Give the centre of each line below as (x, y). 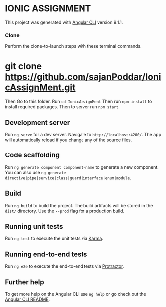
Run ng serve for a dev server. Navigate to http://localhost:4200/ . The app (83, 134)
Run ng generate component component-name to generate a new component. (82, 167)
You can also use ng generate (36, 172)
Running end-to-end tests (46, 254)
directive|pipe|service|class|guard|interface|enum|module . (68, 178)
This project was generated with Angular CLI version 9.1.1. (64, 22)
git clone (24, 67)
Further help (25, 282)
